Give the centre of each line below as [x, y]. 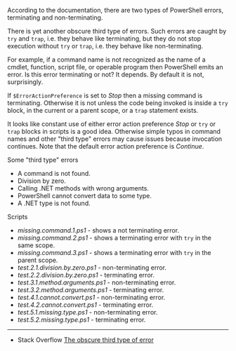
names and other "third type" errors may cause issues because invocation [115, 139]
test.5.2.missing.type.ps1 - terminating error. [81, 319]
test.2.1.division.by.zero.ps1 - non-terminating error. [92, 268]
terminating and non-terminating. [55, 18]
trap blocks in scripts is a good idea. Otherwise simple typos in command [114, 131]
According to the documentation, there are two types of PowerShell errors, [115, 10]
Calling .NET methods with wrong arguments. [83, 188]
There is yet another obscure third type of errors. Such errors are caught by [117, 31]
